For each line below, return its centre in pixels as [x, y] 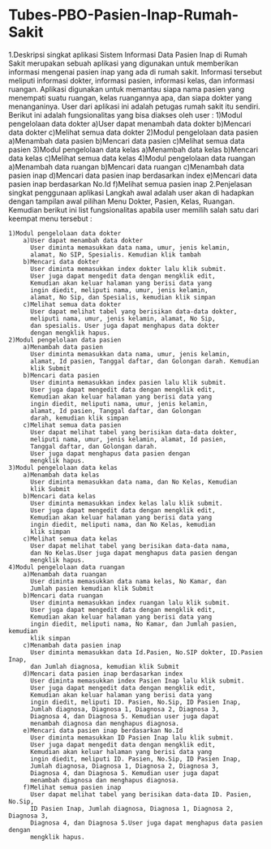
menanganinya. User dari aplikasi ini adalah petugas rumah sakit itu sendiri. [135, 106]
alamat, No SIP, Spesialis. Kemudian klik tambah [115, 254]
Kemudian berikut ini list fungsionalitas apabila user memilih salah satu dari [134, 209]
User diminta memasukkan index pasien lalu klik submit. [128, 382]
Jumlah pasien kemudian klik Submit [92, 588]
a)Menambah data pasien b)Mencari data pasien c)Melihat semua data [127, 140]
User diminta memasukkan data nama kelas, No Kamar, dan [128, 581]
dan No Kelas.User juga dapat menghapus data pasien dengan [133, 553]
